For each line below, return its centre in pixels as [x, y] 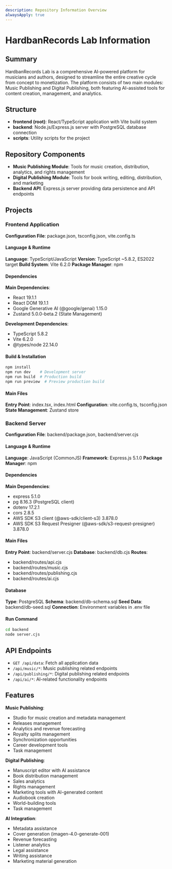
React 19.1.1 [25, 298]
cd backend [17, 630]
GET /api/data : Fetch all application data [55, 663]
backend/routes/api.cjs [37, 562]
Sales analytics [29, 781]
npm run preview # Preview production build [55, 382]
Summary [21, 59]
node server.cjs [23, 634]
